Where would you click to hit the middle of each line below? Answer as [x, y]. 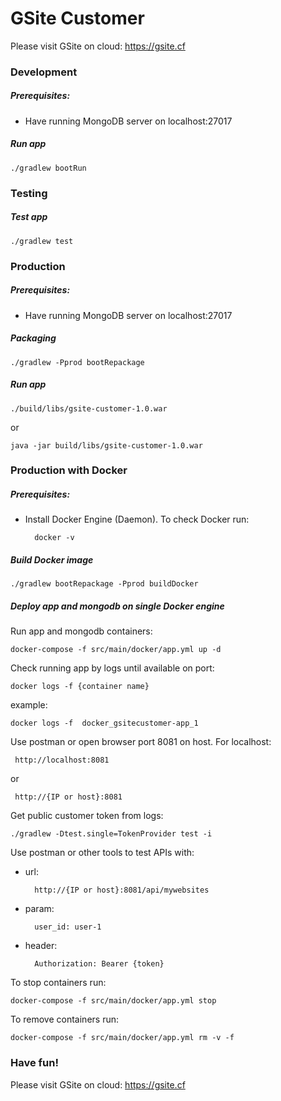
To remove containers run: [65, 1019]
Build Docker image [52, 560]
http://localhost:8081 [62, 760]
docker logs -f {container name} [80, 687]
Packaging [33, 338]
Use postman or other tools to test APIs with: [102, 853]
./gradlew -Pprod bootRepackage [77, 362]
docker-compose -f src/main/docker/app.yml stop [113, 1001]
